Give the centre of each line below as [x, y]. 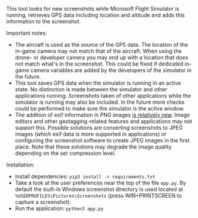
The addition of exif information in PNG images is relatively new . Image [102, 115]
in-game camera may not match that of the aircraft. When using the [98, 51]
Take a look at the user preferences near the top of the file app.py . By [100, 183]
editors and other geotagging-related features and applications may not [103, 121]
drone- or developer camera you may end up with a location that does [101, 57]
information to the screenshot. [43, 21]
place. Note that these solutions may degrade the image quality [93, 147]
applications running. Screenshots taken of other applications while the [103, 96]
